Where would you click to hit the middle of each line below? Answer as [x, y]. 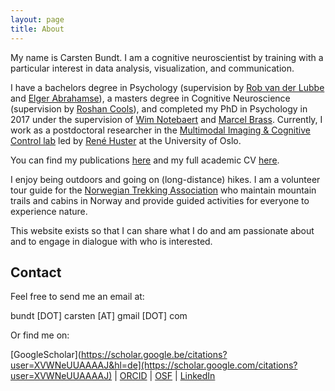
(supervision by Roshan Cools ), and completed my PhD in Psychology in [159, 108]
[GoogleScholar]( [46, 355]
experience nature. [49, 211]
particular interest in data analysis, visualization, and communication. [152, 68]
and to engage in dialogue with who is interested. [111, 241]
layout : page [37, 19]
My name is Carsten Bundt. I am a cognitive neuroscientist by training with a [167, 57]
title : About [37, 29]
